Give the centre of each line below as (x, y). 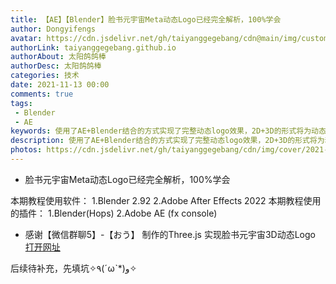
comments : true (42, 94)
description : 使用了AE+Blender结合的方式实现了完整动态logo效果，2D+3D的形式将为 (167, 141)
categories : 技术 (45, 76)
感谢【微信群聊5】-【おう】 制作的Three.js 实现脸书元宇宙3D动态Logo (170, 234)
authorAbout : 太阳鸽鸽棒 (58, 57)
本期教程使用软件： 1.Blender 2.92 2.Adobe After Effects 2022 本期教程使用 (166, 200)
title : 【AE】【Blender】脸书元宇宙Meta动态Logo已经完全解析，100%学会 (146, 19)
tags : (21, 103)
